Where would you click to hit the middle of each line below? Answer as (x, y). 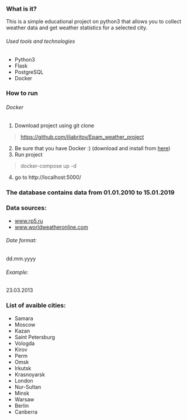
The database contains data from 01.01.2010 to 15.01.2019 (90, 192)
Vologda (25, 343)
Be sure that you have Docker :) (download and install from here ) (92, 148)
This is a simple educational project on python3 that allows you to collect (94, 22)
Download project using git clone (54, 126)
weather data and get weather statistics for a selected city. (77, 28)
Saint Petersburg (35, 337)
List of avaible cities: (36, 306)
